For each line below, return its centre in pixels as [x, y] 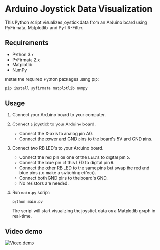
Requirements [27, 43]
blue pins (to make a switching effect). [57, 173]
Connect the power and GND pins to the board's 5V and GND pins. [86, 139]
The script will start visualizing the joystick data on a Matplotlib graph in [84, 211]
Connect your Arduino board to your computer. [59, 115]
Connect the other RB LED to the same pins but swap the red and [84, 168]
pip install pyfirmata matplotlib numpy [47, 88]
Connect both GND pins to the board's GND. [64, 178]
